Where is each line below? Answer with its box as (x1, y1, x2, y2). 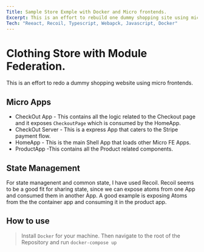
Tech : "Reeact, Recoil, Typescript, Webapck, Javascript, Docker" (6, 20, 178, 26)
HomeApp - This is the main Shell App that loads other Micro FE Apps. (15, 139, 191, 146)
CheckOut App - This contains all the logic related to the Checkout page (15, 113, 196, 120)
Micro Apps (6, 97, 52, 107)
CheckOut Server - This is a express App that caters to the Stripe (15, 126, 178, 134)
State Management (6, 163, 80, 173)
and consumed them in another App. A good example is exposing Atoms (6, 192, 188, 199)
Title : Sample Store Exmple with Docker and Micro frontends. (6, 9, 167, 15)
